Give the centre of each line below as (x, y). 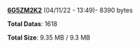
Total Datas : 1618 (32, 24)
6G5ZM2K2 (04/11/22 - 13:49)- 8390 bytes (70, 10)
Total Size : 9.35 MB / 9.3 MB (49, 37)
